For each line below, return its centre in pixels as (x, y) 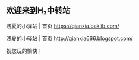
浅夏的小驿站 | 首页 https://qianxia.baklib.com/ (63, 26)
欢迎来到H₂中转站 (38, 11)
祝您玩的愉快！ (24, 51)
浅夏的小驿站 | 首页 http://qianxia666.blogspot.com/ (69, 38)
